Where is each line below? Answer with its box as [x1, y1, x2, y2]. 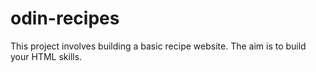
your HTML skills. [10, 50, 83, 62]
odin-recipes [10, 7, 120, 30]
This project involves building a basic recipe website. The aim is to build [10, 40, 307, 52]
